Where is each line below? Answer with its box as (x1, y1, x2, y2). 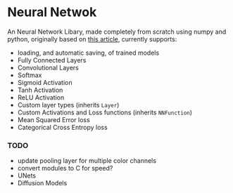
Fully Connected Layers (17, 55, 87, 64)
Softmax (17, 71, 42, 79)
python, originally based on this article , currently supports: (7, 34, 177, 43)
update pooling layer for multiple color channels (17, 157, 157, 165)
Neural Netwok (7, 4, 97, 20)
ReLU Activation (17, 93, 65, 102)
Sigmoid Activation (17, 78, 73, 86)
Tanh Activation (17, 86, 63, 94)
